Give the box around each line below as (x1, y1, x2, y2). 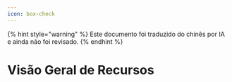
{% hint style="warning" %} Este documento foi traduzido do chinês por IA (7, 30, 226, 38)
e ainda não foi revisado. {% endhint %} (7, 37, 123, 46)
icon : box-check (7, 10, 55, 18)
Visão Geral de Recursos (7, 61, 154, 78)
